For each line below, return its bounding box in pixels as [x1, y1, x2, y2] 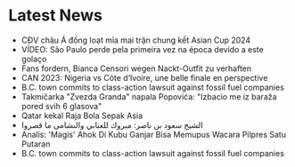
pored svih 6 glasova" [20, 100, 102, 111]
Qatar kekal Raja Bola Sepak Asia [20, 110, 143, 121]
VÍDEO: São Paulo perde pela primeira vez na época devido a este [20, 44, 264, 54]
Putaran [20, 139, 51, 149]
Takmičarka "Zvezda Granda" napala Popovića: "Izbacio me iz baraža [20, 91, 277, 102]
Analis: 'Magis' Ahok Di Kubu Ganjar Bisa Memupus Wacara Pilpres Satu [20, 129, 287, 139]
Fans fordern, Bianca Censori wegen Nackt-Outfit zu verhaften [20, 63, 252, 74]
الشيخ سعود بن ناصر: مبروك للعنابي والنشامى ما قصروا [20, 119, 204, 130]
